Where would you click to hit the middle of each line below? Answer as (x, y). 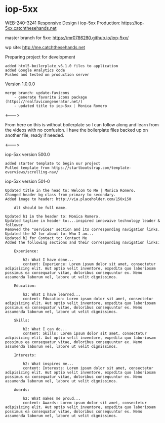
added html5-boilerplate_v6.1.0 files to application (62, 66)
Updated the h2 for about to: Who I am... (49, 234)
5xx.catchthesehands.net (31, 28)
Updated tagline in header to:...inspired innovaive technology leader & (83, 221)
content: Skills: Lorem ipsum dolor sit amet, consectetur (85, 333)
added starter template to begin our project (53, 163)
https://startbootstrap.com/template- (92, 168)
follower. (15, 225)
